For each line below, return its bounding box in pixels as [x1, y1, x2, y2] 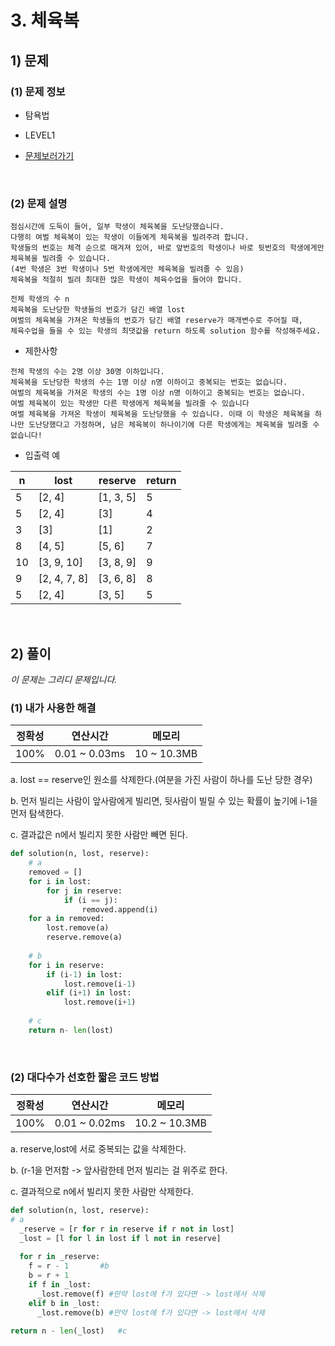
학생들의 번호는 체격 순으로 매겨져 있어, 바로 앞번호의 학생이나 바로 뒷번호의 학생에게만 [10, 243, 325, 253]
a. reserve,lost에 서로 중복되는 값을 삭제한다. [10, 1143, 187, 1155]
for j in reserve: [46, 886, 123, 896]
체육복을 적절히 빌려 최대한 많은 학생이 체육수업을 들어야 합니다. [10, 275, 243, 285]
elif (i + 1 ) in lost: [46, 988, 132, 998]
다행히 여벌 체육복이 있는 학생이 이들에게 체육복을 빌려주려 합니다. [10, 232, 250, 243]
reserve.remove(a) [46, 932, 123, 943]
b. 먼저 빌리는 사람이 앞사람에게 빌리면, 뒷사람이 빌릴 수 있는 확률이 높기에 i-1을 [10, 795, 318, 807]
